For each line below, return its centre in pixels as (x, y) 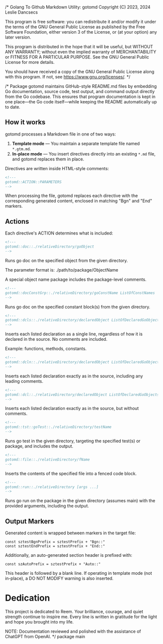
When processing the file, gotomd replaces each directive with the (72, 196)
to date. (13, 107)
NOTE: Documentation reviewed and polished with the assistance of (73, 631)
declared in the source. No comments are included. (56, 339)
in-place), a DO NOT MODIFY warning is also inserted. (59, 578)
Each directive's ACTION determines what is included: (59, 233)
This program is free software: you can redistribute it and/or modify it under (81, 22)
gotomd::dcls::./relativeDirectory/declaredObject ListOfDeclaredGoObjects (83, 320)
